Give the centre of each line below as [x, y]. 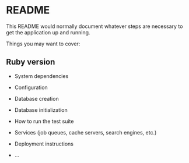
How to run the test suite [44, 121]
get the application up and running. [48, 32]
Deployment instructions [44, 144]
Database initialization [41, 110]
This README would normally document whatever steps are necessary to [94, 26]
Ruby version [31, 62]
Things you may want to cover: [43, 44]
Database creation [37, 98]
